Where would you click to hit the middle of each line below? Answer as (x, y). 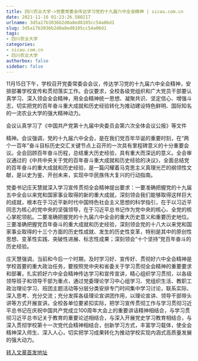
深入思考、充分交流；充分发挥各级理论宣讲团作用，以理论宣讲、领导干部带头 (99, 296)
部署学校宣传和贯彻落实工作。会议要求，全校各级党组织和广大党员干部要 (99, 91)
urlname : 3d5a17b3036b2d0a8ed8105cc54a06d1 (60, 22)
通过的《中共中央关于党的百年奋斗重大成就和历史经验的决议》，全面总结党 (100, 160)
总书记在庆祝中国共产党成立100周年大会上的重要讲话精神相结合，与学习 (98, 310)
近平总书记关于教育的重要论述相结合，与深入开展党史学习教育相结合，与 (104, 318)
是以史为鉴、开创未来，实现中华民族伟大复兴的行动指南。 (86, 175)
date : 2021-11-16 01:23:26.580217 (49, 17)
